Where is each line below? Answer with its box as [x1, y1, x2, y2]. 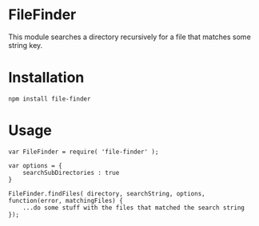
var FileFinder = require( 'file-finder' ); [8, 148, 159, 156]
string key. [8, 40, 43, 50]
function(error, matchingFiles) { [8, 196, 124, 204]
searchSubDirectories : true [22, 169, 120, 176]
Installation [8, 69, 85, 87]
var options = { [8, 161, 62, 169]
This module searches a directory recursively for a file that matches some [8, 32, 252, 42]
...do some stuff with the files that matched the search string [22, 204, 245, 212]
